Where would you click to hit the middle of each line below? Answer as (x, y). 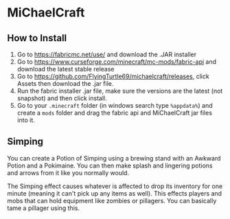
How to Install (37, 38)
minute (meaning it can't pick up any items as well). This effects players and (114, 193)
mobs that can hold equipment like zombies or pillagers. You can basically (112, 200)
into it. (26, 120)
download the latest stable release (66, 69)
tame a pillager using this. (44, 208)
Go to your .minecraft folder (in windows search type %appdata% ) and (115, 105)
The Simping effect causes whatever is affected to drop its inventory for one (115, 186)
